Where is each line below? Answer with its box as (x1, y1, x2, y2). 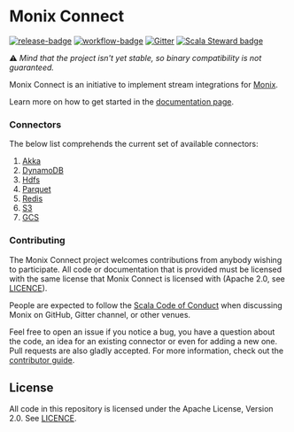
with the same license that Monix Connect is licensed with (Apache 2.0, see (9, 273, 286, 284)
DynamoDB (21, 166, 64, 176)
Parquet (21, 184, 51, 195)
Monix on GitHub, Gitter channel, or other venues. (9, 309, 191, 320)
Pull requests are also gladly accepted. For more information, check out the (9, 345, 284, 356)
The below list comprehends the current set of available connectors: (9, 139, 259, 150)
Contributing (9, 235, 66, 247)
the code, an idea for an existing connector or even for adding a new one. (9, 336, 278, 346)
